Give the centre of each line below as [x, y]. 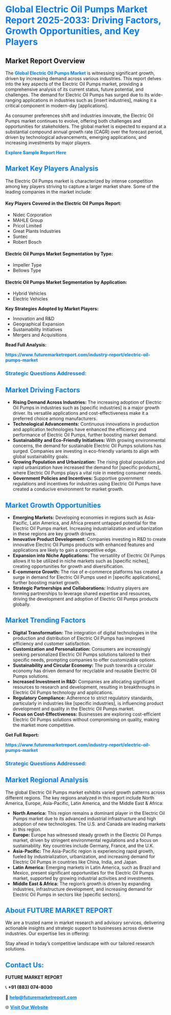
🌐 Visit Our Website [27, 1007]
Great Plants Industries [37, 231]
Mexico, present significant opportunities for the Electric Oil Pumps [83, 872]
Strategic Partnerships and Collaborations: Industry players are [81, 588]
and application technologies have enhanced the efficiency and [79, 430]
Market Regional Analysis [47, 780]
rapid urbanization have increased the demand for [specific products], [87, 467]
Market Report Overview [45, 61]
